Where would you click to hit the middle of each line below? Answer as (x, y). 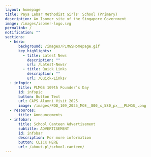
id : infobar (30, 133)
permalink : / (18, 28)
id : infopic (30, 92)
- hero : (17, 42)
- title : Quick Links (45, 69)
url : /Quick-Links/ (47, 78)
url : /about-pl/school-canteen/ (51, 147)
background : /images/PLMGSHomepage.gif (59, 46)
